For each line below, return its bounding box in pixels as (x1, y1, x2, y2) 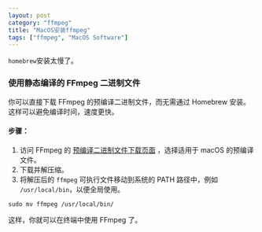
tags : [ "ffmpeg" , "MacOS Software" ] (8, 33, 128, 42)
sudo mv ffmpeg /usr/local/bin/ (8, 200, 114, 208)
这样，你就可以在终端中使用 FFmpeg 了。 (8, 215, 142, 224)
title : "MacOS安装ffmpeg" (8, 26, 90, 34)
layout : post (8, 11, 51, 20)
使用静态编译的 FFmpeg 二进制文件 (8, 78, 141, 89)
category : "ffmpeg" (8, 19, 72, 27)
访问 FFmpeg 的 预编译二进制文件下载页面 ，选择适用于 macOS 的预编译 (19, 145, 254, 154)
